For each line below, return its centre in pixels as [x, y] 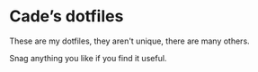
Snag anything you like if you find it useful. [88, 58]
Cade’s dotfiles [67, 16]
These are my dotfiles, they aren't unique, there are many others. [129, 41]
